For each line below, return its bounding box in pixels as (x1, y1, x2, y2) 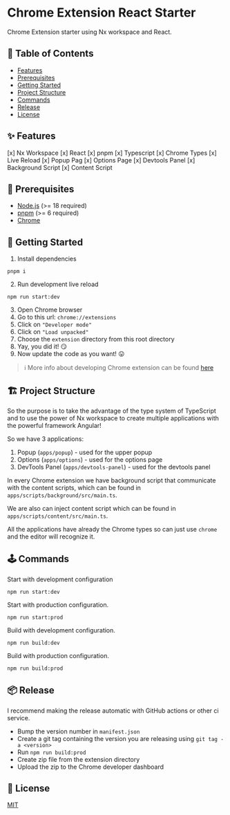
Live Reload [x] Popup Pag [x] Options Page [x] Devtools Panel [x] (7, 156, 195, 164)
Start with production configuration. (7, 600, 109, 609)
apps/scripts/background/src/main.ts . (7, 491, 117, 499)
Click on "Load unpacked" (17, 328, 89, 336)
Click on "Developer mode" (17, 320, 92, 329)
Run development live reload (17, 280, 99, 288)
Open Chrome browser (17, 306, 83, 314)
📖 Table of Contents (7, 48, 94, 59)
